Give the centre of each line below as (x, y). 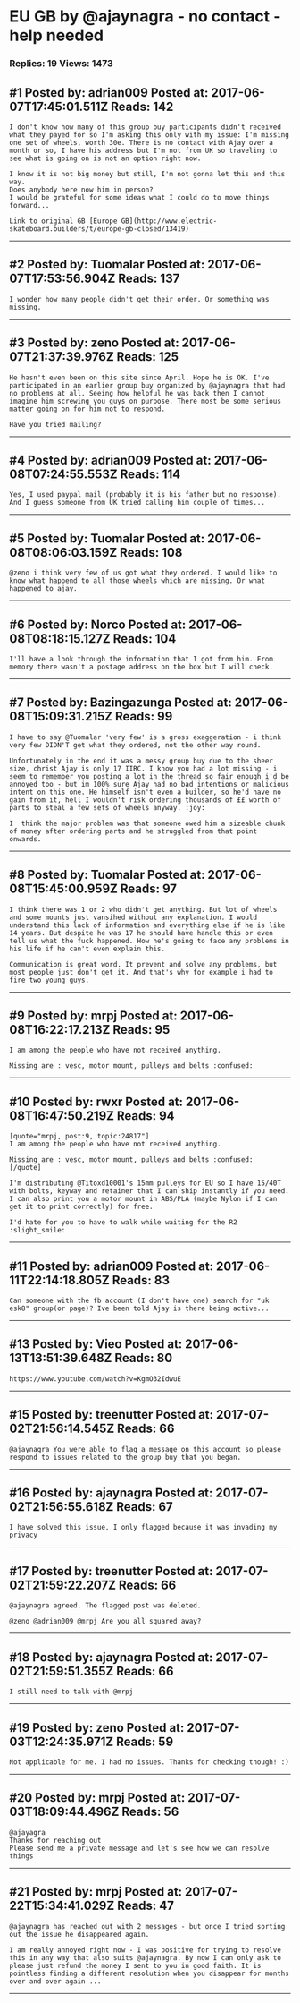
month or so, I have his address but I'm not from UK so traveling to (143, 150)
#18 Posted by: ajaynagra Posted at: (111, 1657)
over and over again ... (55, 1981)
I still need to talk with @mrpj (71, 1692)
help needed (57, 35)
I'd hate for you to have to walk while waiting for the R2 (124, 1223)
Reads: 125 (148, 357)
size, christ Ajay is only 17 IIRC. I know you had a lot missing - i (143, 768)
